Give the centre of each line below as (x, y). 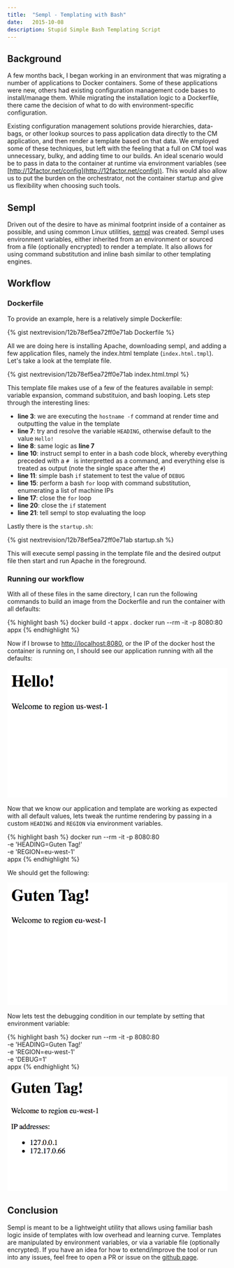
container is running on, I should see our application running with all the (110, 651)
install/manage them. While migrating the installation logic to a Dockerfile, (113, 98)
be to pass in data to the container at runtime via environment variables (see (117, 164)
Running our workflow (46, 579)
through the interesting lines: (49, 403)
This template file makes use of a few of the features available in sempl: (110, 387)
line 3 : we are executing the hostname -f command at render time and (118, 416)
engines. (20, 261)
